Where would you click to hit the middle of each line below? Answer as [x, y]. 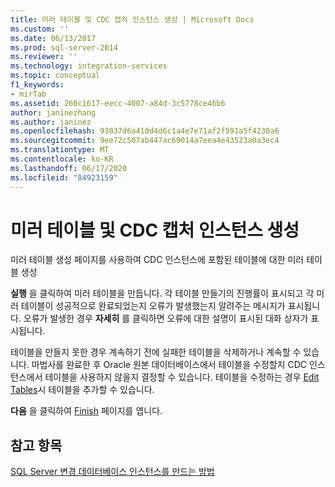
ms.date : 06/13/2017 [53, 38]
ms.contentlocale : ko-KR [62, 159]
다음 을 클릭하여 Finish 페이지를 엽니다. [86, 411]
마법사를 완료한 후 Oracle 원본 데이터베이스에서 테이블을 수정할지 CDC [169, 365]
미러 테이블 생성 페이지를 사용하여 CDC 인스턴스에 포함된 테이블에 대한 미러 [157, 260]
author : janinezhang [53, 112]
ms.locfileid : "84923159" [64, 177]
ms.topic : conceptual [55, 76]
